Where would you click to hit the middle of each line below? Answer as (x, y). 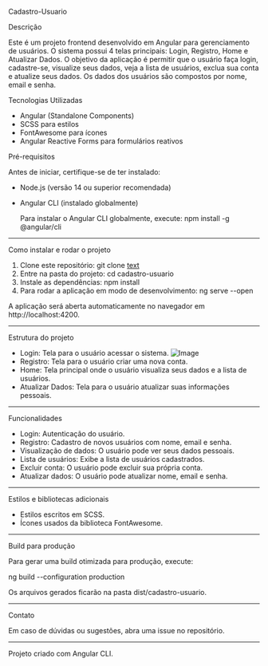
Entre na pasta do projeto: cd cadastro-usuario (97, 274)
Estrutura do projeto (41, 337)
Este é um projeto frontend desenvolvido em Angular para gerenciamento (129, 42)
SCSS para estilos (49, 124)
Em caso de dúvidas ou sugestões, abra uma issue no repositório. (116, 631)
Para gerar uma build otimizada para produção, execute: (101, 561)
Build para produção (42, 546)
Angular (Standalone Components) (77, 116)
